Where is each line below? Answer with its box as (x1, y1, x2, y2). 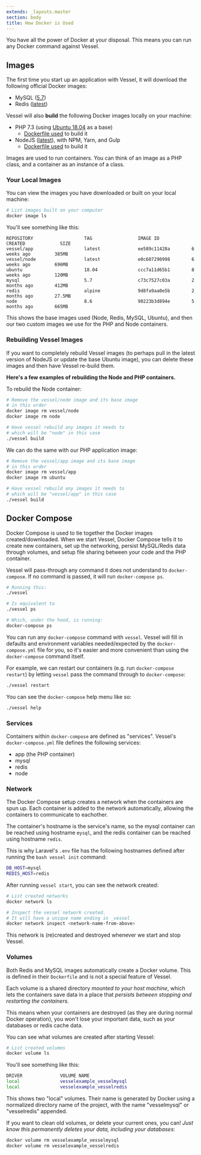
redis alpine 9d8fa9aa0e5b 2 (6, 288, 195, 294)
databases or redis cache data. (6, 1021, 83, 1029)
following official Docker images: (6, 82, 87, 90)
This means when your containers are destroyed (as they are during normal (6, 1009, 193, 1016)
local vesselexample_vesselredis (6, 1084, 128, 1090)
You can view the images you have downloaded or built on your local (6, 190, 176, 197)
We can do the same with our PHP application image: (6, 446, 138, 454)
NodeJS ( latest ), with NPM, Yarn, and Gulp (14, 136, 121, 144)
